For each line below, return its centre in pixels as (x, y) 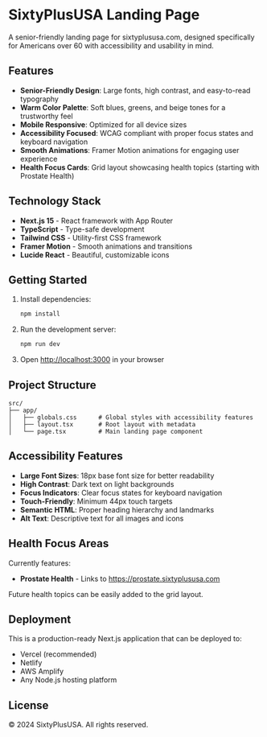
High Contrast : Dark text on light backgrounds (97, 484)
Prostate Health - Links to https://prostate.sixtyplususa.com (120, 578)
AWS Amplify (42, 671)
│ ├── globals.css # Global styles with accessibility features (131, 417)
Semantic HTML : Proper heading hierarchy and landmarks (117, 509)
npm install (40, 314)
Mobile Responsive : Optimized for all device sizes (103, 124)
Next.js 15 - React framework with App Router (97, 220)
